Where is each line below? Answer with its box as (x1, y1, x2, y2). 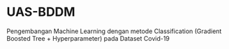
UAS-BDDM (6, 4, 75, 20)
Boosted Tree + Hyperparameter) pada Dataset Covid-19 (6, 34, 170, 42)
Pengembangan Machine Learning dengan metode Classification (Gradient (6, 27, 222, 35)
